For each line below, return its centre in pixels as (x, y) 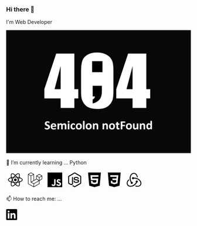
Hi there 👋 (21, 9)
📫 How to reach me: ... (34, 198)
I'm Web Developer (29, 22)
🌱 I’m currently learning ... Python (46, 162)
